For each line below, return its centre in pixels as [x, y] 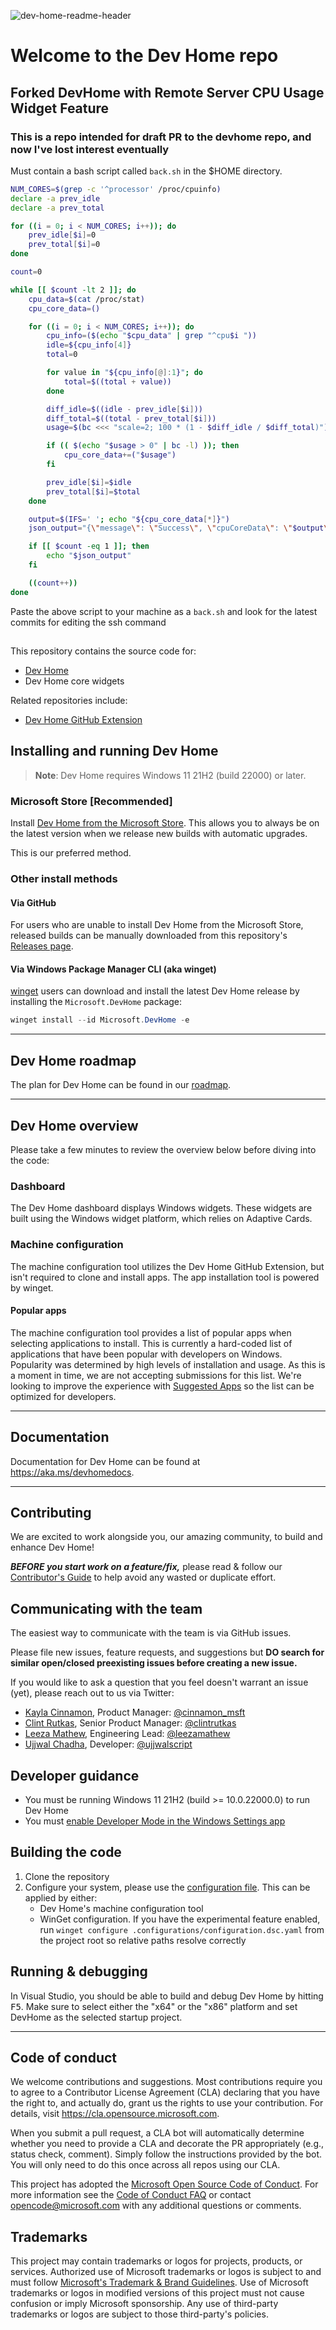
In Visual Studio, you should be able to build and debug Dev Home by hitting [167, 1996]
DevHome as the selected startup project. [96, 2017]
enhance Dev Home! [52, 1547]
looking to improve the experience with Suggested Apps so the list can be [162, 1386]
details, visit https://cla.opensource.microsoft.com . [115, 2114]
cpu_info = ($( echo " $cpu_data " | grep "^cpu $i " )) [151, 336]
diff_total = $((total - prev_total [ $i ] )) [131, 418]
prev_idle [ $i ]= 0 [62, 235]
